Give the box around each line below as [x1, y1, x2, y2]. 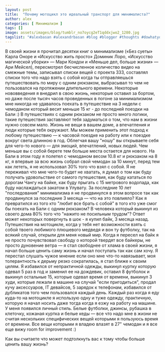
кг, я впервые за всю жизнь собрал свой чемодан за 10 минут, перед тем [5, 158, 160, 164]
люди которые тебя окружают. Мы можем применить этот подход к [5, 127, 149, 133]
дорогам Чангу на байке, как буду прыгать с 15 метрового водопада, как [5, 179, 159, 185]
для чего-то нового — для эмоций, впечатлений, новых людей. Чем [5, 143, 148, 149]
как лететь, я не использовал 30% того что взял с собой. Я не [5, 163, 136, 169]
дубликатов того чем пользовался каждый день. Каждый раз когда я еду [5, 289, 160, 295]
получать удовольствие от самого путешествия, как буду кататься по [5, 174, 152, 180]
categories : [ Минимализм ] [5, 21, 63, 26]
